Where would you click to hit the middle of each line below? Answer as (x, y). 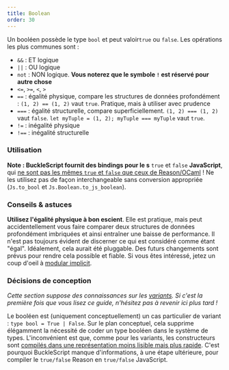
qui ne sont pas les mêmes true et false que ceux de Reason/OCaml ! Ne (110, 172)
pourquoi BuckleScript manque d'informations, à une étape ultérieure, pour (113, 352)
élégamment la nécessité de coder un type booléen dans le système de (108, 331)
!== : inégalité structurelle (53, 132)
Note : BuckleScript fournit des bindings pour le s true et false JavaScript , (115, 165)
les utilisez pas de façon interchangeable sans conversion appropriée (105, 179)
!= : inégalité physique (48, 125)
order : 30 (21, 20)
